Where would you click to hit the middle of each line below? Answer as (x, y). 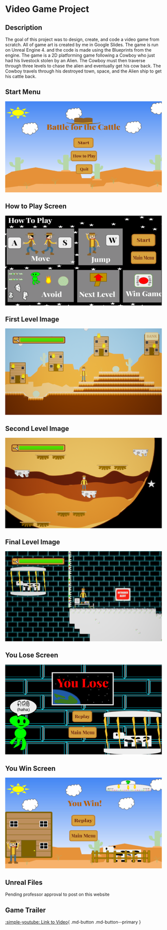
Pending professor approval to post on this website (57, 894)
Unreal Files (24, 883)
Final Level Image (33, 542)
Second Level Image (37, 428)
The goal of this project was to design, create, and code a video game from (82, 39)
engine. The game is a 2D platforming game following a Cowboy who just (80, 55)
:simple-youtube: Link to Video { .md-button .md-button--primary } (73, 922)
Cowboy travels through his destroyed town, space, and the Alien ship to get (83, 71)
